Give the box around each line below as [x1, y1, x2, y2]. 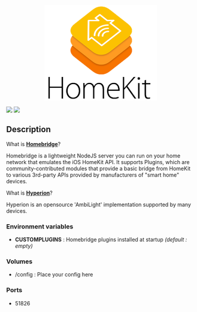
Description [6, 124, 51, 135]
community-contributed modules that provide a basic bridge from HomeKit [6, 165, 191, 172]
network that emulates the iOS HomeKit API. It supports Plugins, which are [6, 158, 190, 165]
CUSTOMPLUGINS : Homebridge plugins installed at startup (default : [14, 236, 187, 243]
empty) [14, 242, 33, 249]
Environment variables [6, 222, 74, 230]
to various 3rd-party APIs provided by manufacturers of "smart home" [6, 171, 180, 179]
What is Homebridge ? [6, 140, 61, 147]
